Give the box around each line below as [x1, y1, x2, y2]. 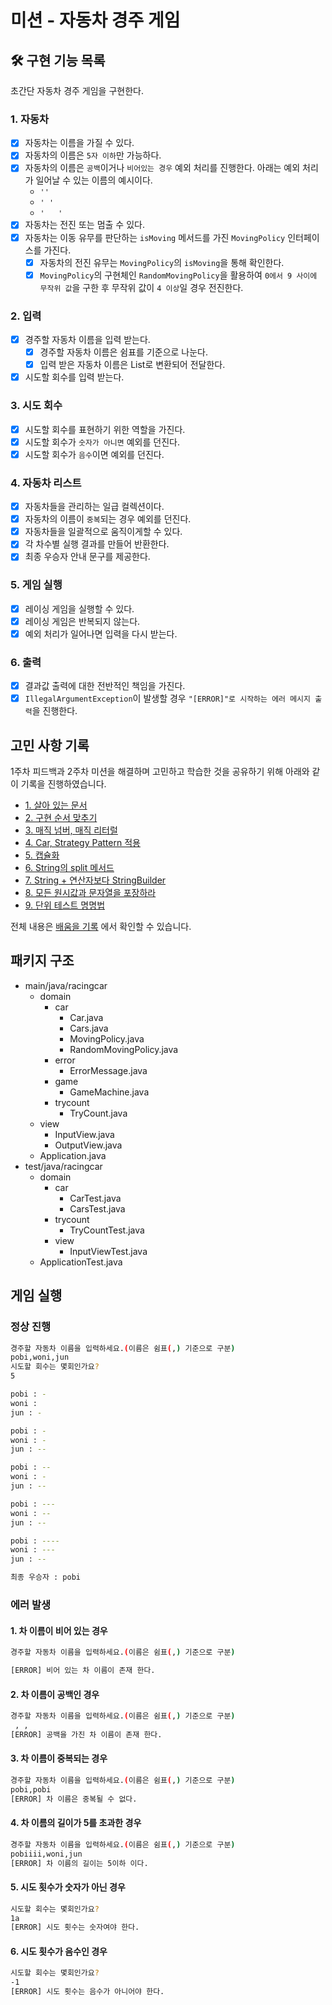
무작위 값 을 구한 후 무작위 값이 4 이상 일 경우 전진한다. [39, 281, 244, 293]
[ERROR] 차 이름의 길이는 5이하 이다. [10, 1858, 149, 1868]
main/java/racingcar [24, 979, 108, 991]
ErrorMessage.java [69, 1064, 148, 1076]
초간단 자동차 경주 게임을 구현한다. [10, 85, 144, 96]
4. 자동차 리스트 [10, 476, 82, 490]
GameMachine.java [69, 1086, 150, 1098]
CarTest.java [69, 1192, 122, 1204]
